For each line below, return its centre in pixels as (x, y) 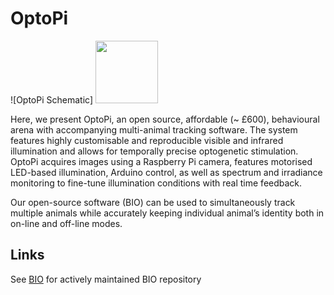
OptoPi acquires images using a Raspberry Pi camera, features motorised (161, 161)
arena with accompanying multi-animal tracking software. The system (154, 129)
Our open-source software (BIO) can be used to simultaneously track (153, 202)
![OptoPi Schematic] (51, 99)
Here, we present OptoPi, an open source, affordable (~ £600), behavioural (165, 119)
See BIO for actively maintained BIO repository (106, 279)
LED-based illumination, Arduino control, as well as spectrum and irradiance (166, 172)
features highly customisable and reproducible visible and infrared (147, 140)
